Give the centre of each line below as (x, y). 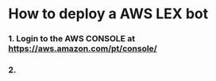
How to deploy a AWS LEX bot (108, 14)
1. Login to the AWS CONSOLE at (72, 39)
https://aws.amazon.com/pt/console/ (83, 48)
